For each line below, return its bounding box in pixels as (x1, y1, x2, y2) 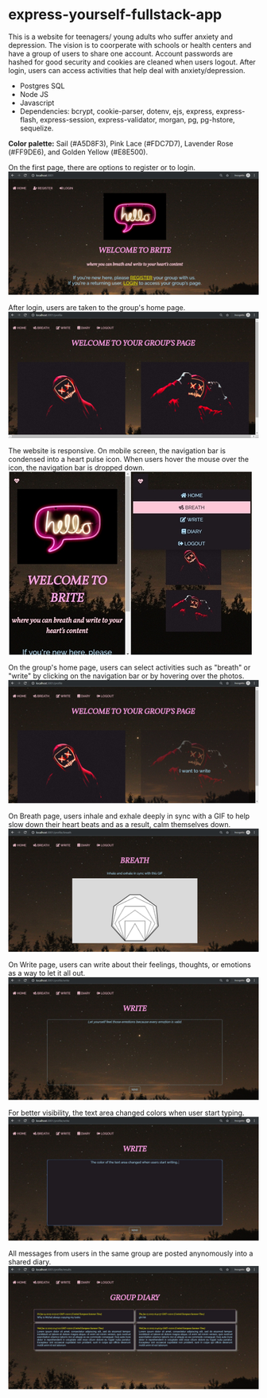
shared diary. (8, 1256, 52, 1266)
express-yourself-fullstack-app (8, 6, 222, 24)
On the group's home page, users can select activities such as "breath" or (8, 662, 251, 673)
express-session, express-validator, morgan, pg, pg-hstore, (39, 115, 236, 124)
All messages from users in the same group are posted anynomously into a (8, 1248, 253, 1258)
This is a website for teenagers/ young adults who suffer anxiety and (8, 32, 233, 41)
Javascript (19, 98, 55, 107)
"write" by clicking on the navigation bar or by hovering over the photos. (8, 671, 245, 681)
